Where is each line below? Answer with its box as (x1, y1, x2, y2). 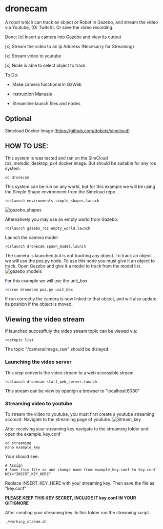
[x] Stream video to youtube (5, 53, 61, 59)
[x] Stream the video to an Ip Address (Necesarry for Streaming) (5, 43, 134, 49)
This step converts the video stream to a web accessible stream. (5, 370, 135, 375)
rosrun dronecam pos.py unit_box (5, 287, 73, 292)
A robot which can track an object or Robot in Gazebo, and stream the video (5, 19, 158, 25)
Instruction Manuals (12, 91, 52, 97)
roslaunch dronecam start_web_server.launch (5, 379, 97, 384)
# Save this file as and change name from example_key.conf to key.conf (5, 467, 156, 472)
